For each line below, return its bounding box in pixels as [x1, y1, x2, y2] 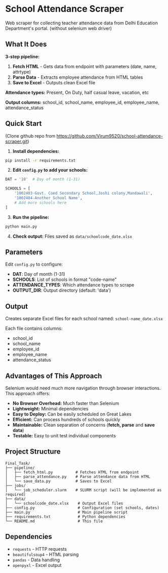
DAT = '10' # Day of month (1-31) [5, 177, 80, 182]
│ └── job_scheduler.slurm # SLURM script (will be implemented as [5, 487, 162, 493]
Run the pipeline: [12, 214, 50, 220]
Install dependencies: [12, 148, 60, 154]
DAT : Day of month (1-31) [12, 271, 66, 277]
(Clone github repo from [5, 133, 56, 139]
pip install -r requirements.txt [5, 158, 76, 163]
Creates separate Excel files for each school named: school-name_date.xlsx [5, 315, 163, 322]
